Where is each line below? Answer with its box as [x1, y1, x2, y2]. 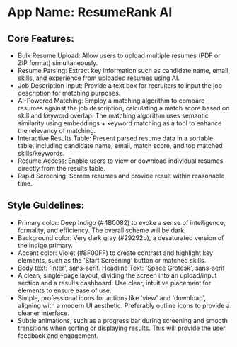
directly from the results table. [17, 164, 106, 172]
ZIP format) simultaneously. [17, 59, 98, 67]
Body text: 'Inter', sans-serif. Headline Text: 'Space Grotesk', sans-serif [17, 263, 225, 272]
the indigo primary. [17, 241, 73, 249]
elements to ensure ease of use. [17, 286, 112, 295]
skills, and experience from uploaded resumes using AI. [17, 74, 180, 82]
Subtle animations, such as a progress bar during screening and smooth [17, 316, 229, 324]
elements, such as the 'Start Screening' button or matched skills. [17, 256, 207, 264]
